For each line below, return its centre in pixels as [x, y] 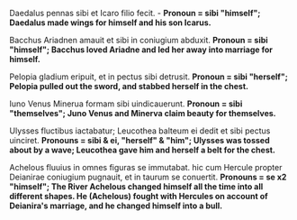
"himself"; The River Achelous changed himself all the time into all [136, 187]
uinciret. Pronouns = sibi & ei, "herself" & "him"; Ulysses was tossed [139, 140]
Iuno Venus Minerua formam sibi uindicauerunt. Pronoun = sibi [126, 104]
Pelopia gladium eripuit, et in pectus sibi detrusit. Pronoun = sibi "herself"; [148, 77]
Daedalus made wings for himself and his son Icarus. [110, 23]
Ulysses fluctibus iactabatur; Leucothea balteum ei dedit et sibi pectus [140, 131]
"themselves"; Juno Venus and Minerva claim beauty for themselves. [143, 113]
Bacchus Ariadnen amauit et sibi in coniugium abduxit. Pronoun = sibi [139, 40]
